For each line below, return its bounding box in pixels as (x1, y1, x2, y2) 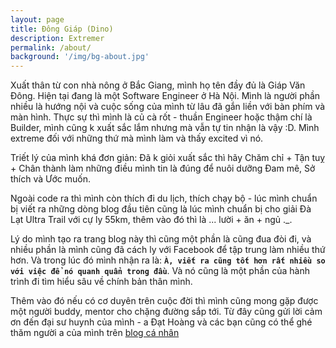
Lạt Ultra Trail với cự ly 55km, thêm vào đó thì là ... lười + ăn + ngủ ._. (10, 214, 293, 226)
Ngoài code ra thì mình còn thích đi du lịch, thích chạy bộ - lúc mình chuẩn (10, 192, 318, 205)
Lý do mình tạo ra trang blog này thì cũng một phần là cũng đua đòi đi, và (10, 233, 312, 245)
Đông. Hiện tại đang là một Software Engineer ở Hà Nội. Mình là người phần (10, 90, 321, 102)
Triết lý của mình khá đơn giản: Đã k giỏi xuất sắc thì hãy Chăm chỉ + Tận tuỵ (10, 152, 326, 164)
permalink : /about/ (10, 42, 92, 53)
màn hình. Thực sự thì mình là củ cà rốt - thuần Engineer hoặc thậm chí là (10, 111, 313, 123)
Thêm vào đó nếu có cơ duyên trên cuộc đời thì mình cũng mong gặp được (10, 295, 319, 307)
